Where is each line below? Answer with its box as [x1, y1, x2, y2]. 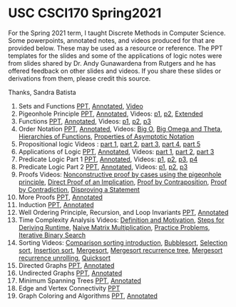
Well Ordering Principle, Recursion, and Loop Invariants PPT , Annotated [18, 208, 229, 216]
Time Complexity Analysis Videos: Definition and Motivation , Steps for [18, 216, 225, 224]
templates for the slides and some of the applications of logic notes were [8, 51, 222, 60]
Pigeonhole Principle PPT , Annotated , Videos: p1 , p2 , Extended [18, 109, 203, 118]
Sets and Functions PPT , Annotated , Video [18, 101, 143, 110]
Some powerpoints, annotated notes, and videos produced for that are [8, 36, 215, 44]
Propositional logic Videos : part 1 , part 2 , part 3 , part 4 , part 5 [18, 139, 201, 148]
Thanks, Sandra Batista [8, 88, 77, 96]
